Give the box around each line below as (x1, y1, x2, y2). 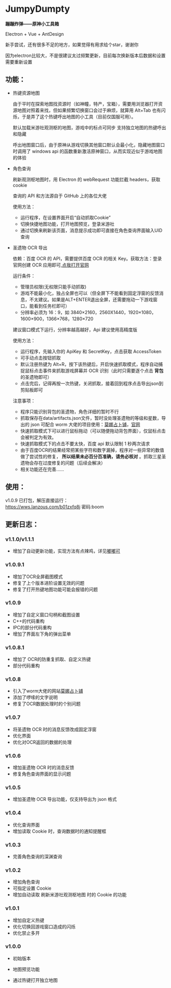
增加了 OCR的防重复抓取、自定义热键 (12, 656, 91, 663)
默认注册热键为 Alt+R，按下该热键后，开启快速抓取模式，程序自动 (20, 361, 159, 367)
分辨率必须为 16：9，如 (20, 309, 70, 315)
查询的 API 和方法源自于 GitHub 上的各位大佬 (12, 193, 107, 199)
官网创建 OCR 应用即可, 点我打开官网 (12, 262, 89, 268)
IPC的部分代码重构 (12, 624, 52, 630)
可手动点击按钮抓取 (20, 355, 61, 361)
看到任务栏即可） (34, 303, 70, 309)
